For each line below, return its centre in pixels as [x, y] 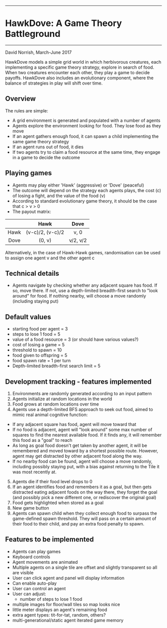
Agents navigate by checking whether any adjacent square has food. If [85, 285]
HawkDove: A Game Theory [64, 23]
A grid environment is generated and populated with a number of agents [86, 120]
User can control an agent [39, 588]
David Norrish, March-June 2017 [39, 52]
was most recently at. [34, 472]
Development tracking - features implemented [78, 381]
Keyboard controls [31, 557]
